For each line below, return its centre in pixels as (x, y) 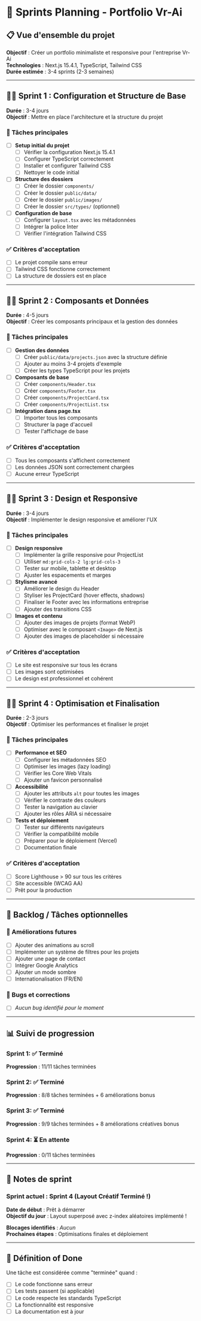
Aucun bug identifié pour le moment (59, 1008)
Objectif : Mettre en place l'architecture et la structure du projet (85, 117)
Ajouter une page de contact (50, 958)
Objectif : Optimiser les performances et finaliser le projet (77, 724)
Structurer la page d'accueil (58, 424)
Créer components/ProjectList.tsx (66, 405)
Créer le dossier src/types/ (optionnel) (72, 206)
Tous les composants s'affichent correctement (72, 460)
